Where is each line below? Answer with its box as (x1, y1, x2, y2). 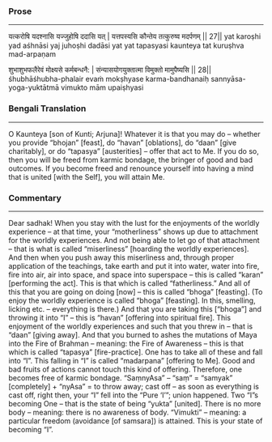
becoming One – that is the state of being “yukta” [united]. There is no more (8, 398, 261, 408)
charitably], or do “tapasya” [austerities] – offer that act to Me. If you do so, (8, 146, 259, 155)
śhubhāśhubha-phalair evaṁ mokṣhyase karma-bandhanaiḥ (8, 74, 209, 84)
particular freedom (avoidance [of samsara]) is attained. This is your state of (8, 415, 263, 426)
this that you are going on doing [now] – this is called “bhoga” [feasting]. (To (8, 287, 263, 296)
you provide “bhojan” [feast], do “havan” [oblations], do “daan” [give (8, 138, 237, 147)
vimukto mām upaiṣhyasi (60, 83, 144, 92)
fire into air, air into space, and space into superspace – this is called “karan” (8, 270, 264, 279)
